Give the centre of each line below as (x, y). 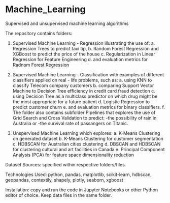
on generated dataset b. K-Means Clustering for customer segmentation (88, 138)
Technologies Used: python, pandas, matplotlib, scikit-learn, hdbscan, (79, 175)
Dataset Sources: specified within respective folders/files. (66, 164)
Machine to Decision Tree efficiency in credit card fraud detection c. (84, 91)
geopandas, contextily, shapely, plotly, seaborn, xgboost (64, 180)
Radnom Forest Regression (41, 65)
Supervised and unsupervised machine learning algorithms (67, 23)
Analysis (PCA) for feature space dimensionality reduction (73, 155)
